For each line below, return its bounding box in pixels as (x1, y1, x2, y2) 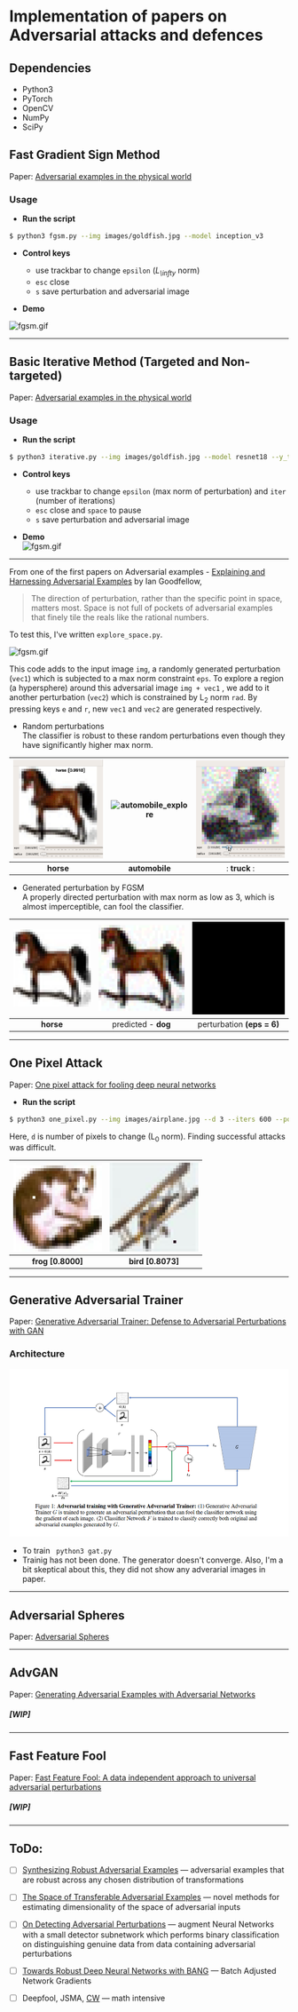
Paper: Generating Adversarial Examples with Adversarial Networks (9, 1689, 255, 1699)
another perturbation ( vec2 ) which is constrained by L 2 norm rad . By (9, 691, 258, 704)
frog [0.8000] (31, 1256, 84, 1267)
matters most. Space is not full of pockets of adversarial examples (30, 602, 273, 613)
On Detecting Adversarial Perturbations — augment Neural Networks (21, 1919, 275, 1929)
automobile (128, 863, 171, 873)
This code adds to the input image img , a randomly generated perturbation (9, 664, 281, 674)
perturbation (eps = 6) (197, 1019, 279, 1030)
